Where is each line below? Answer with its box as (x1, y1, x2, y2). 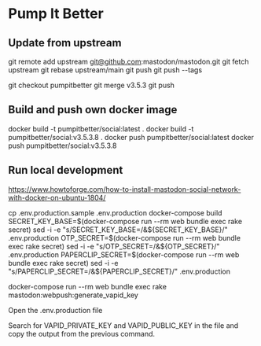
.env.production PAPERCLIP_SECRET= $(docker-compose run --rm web (8, 249, 240, 259)
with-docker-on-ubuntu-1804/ (8, 193, 106, 202)
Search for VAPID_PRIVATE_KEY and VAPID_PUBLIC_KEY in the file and (8, 320, 239, 330)
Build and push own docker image (8, 103, 178, 116)
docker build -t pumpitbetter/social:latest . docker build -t (8, 123, 194, 134)
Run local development (8, 164, 123, 177)
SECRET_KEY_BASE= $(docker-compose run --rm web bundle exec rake (8, 216, 242, 226)
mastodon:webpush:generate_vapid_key (8, 290, 139, 300)
